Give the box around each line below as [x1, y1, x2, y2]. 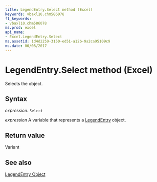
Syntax [5, 95, 27, 103]
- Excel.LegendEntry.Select [5, 35, 63, 40]
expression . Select [5, 108, 43, 114]
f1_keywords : [5, 16, 32, 21]
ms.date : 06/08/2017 [5, 43, 47, 48]
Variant [5, 144, 20, 150]
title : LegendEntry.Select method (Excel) [5, 7, 93, 12]
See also [5, 158, 32, 166]
